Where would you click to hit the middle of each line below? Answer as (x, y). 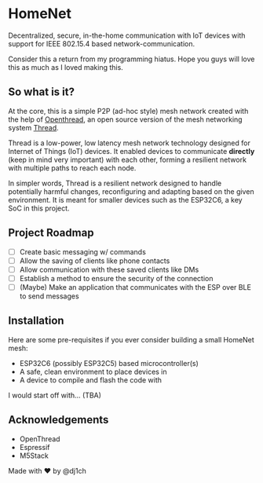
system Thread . (33, 127)
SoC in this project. (39, 208)
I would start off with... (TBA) (55, 395)
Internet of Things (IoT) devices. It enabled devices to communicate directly (131, 151)
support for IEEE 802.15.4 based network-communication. (101, 43)
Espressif (35, 447)
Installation (36, 321)
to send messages (49, 296)
